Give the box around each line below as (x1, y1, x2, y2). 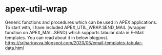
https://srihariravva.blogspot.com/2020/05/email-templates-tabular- (5, 40, 143, 45)
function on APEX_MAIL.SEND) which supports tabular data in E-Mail (5, 29, 144, 35)
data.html (5, 45, 24, 51)
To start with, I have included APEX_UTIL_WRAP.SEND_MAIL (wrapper (5, 24, 146, 30)
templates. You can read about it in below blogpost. (5, 35, 109, 41)
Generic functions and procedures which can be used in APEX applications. (5, 19, 158, 25)
